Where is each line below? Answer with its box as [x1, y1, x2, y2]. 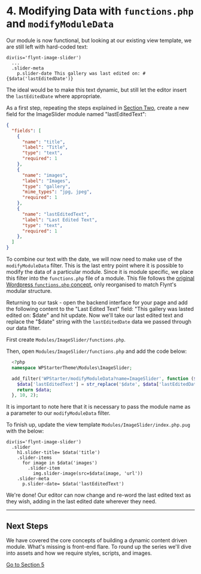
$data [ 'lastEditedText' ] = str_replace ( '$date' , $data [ [17, 381, 160, 387]
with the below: [6, 427, 44, 435]
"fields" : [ [11, 128, 42, 134]
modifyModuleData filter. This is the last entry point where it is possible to [6, 262, 184, 269]
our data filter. [6, 325, 41, 332]
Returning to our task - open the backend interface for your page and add [6, 299, 188, 306]
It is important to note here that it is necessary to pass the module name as [6, 403, 191, 410]
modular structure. [6, 288, 52, 295]
